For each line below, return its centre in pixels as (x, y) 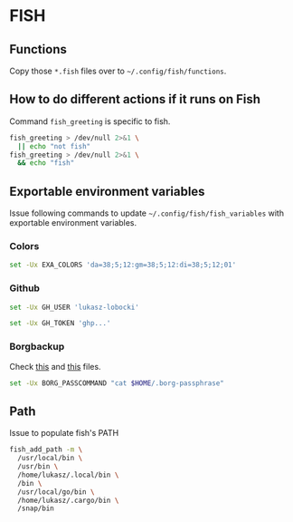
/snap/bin (36, 508)
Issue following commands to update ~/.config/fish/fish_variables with (147, 213)
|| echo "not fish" (54, 146)
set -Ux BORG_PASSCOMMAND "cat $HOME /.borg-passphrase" (117, 383)
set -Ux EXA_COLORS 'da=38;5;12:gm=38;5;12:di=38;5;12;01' (123, 265)
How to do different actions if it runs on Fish (135, 99)
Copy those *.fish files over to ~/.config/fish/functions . (118, 71)
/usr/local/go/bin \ (56, 492)
